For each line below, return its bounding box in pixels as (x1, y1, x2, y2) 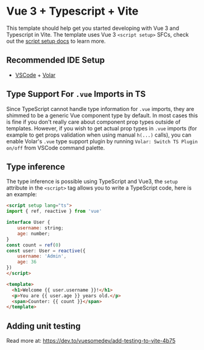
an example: (6, 191, 37, 198)
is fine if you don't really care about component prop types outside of (6, 118, 181, 126)
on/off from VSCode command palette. (6, 144, 105, 151)
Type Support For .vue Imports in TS (6, 89, 146, 99)
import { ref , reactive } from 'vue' (6, 209, 102, 215)
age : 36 (17, 259, 37, 265)
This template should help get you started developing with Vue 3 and (6, 24, 180, 32)
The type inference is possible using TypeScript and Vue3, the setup (6, 178, 178, 185)
